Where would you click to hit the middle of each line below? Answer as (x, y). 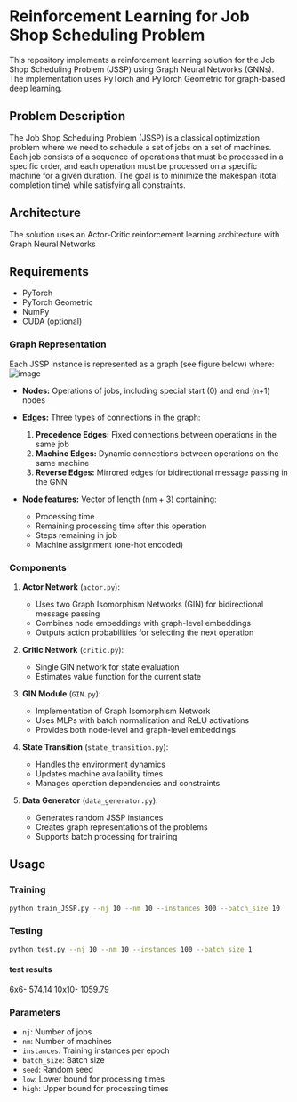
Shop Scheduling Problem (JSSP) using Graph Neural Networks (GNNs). (142, 69)
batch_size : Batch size (63, 1060)
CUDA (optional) (52, 321)
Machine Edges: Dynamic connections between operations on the (157, 453)
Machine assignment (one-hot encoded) (109, 544)
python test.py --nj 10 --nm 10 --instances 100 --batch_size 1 (131, 949)
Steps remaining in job (76, 535)
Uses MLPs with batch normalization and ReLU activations (142, 720)
